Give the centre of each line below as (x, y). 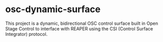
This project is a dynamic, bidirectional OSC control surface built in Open (82, 23)
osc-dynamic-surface (53, 9)
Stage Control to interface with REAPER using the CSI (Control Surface (79, 28)
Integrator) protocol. (26, 34)
